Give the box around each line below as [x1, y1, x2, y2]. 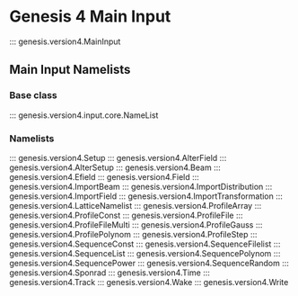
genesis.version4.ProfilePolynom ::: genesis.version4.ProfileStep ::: [9, 229, 258, 239]
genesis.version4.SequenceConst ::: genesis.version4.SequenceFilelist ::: [9, 238, 281, 249]
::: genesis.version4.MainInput [9, 36, 121, 47]
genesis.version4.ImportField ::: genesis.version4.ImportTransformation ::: [9, 191, 283, 202]
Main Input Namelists [9, 62, 131, 77]
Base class [9, 89, 57, 102]
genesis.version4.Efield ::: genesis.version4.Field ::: [9, 171, 199, 182]
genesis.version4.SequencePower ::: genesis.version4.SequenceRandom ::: [9, 257, 290, 268]
